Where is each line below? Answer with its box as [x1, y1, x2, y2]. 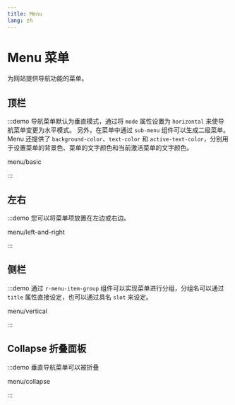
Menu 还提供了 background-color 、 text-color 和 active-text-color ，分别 [7, 135, 222, 143]
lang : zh [7, 17, 33, 24]
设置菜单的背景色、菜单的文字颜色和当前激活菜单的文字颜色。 [13, 143, 193, 152]
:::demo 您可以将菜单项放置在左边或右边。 [7, 213, 131, 223]
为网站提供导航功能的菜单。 [7, 74, 88, 83]
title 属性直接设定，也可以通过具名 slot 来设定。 [7, 293, 153, 301]
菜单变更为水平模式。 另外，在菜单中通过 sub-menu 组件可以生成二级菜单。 [13, 126, 230, 134]
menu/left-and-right [7, 228, 65, 237]
